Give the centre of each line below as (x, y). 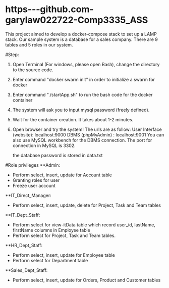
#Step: (12, 55)
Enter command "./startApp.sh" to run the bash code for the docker (82, 94)
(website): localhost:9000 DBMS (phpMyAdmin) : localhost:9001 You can (88, 134)
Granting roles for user (36, 180)
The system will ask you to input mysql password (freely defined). (81, 110)
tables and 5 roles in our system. (39, 44)
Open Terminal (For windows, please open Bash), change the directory (86, 64)
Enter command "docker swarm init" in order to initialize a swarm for (84, 79)
